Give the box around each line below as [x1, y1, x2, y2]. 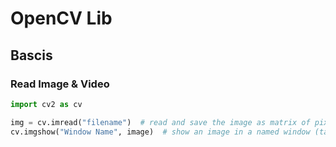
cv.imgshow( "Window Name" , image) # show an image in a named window [10, 127, 311, 137]
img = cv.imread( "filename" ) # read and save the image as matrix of [10, 117, 311, 127]
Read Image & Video [10, 77, 110, 91]
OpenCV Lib [10, 7, 113, 30]
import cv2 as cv [10, 99, 83, 109]
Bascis [10, 47, 53, 64]
